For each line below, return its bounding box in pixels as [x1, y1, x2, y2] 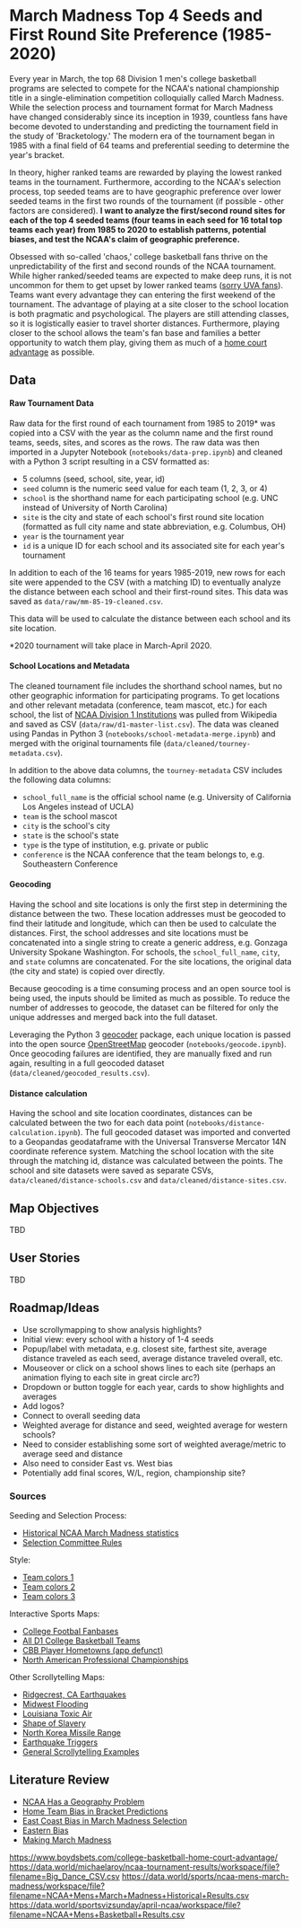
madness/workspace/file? [9, 1880, 106, 1891]
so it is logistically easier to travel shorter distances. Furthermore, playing [9, 318, 280, 329]
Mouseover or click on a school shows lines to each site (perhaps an [21, 1362, 276, 1373]
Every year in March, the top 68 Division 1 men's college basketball [9, 73, 257, 84]
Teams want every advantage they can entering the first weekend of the [9, 289, 276, 300]
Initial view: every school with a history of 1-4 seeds [21, 1334, 214, 1344]
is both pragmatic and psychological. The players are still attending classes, [9, 308, 289, 319]
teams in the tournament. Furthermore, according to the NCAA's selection [9, 176, 281, 187]
